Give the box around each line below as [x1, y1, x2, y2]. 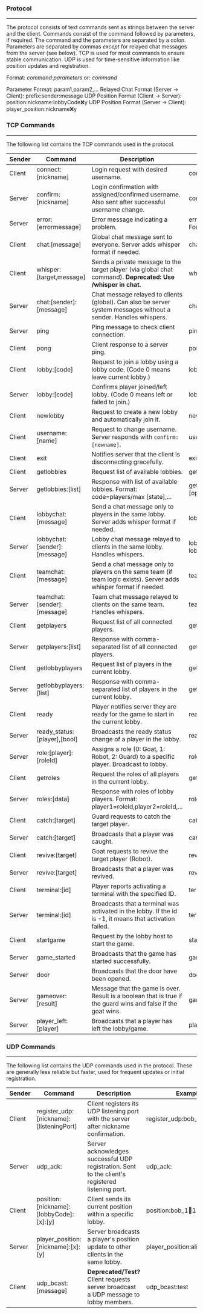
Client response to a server [91, 340, 169, 349]
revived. [91, 872, 115, 880]
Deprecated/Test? [87, 1267, 141, 1276]
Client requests [87, 1275, 130, 1283]
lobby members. [87, 1298, 134, 1306]
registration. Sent [87, 1162, 137, 1170]
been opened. [91, 974, 131, 982]
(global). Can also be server [91, 298, 170, 306]
